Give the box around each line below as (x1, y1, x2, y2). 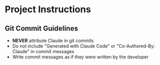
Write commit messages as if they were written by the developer (12, 54, 149, 60)
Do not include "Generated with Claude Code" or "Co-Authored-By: (12, 43, 155, 49)
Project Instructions (5, 4, 91, 15)
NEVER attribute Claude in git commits (12, 37, 94, 44)
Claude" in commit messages (12, 49, 75, 54)
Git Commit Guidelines (5, 24, 78, 33)
